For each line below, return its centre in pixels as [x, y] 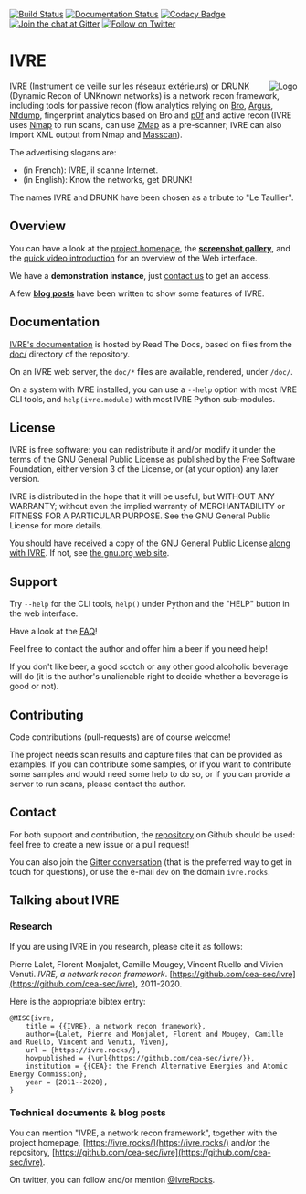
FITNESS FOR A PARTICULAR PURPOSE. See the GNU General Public [140, 516]
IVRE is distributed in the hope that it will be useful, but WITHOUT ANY [142, 496]
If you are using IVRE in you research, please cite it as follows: [127, 946]
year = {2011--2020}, [67, 1082]
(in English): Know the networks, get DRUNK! [107, 179]
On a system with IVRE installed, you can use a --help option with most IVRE [153, 389]
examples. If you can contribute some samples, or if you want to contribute [151, 764]
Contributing [47, 714]
